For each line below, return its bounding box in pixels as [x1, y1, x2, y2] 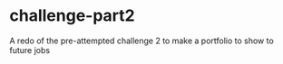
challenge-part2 [9, 5, 135, 26]
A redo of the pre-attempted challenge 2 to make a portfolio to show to [9, 35, 274, 46]
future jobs [9, 44, 51, 55]
